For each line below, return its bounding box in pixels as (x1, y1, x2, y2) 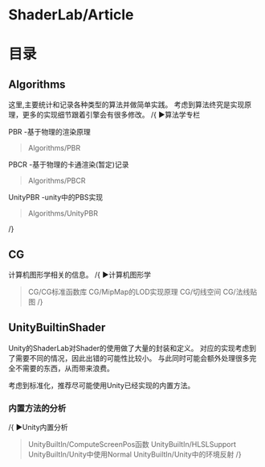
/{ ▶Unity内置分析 (8, 423, 68, 432)
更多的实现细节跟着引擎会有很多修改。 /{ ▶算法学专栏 (22, 110, 201, 120)
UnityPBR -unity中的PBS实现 (8, 192, 104, 202)
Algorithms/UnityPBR (27, 209, 99, 218)
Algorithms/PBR (27, 143, 81, 153)
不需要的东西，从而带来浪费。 (14, 363, 114, 373)
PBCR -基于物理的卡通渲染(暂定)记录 (8, 159, 129, 170)
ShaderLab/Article (8, 6, 134, 24)
